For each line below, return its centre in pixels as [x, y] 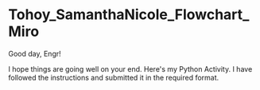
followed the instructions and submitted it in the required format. [114, 77]
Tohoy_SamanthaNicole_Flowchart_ [129, 15]
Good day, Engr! [35, 53]
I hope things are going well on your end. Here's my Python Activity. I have [130, 68]
